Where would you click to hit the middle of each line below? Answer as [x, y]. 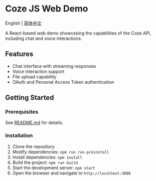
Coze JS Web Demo [47, 9]
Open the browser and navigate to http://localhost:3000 [72, 173]
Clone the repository [33, 146]
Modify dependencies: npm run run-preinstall [61, 152]
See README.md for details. [34, 123]
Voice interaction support [38, 71]
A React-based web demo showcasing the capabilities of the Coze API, [78, 33]
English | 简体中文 [23, 23]
